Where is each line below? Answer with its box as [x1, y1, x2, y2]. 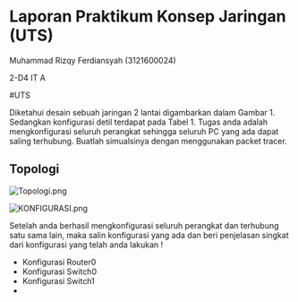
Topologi [9, 161, 60, 177]
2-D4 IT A [9, 72, 47, 82]
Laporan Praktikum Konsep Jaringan [9, 6, 286, 27]
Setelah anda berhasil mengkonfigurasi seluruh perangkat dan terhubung [9, 220, 279, 230]
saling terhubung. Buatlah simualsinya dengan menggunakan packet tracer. [9, 135, 288, 146]
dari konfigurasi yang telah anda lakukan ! [9, 239, 164, 250]
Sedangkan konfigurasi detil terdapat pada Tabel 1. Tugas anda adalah [9, 116, 268, 127]
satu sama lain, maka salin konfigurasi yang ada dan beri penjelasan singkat [9, 229, 289, 240]
